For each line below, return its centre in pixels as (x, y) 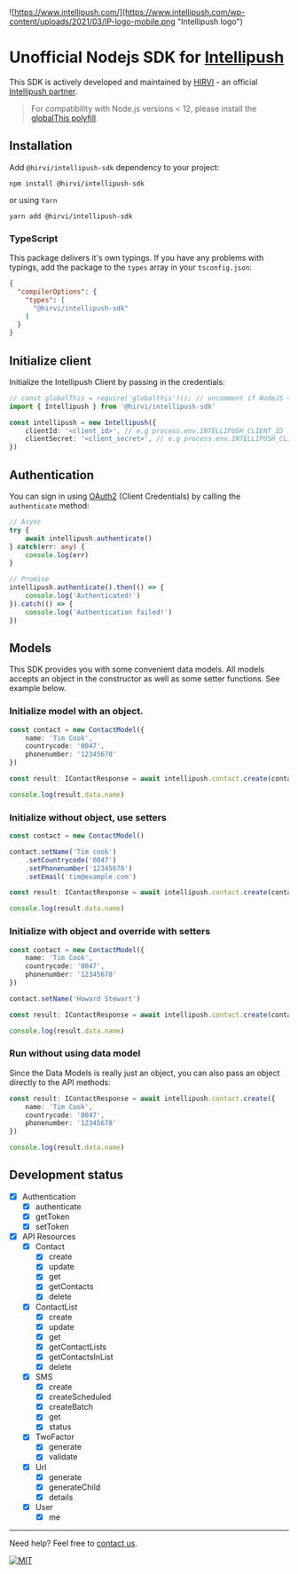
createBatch (71, 1407)
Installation (41, 146)
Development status (67, 1175)
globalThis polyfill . (65, 118)
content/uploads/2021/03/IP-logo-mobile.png (92, 21)
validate (63, 1457)
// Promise (29, 579)
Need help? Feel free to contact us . (73, 1543)
